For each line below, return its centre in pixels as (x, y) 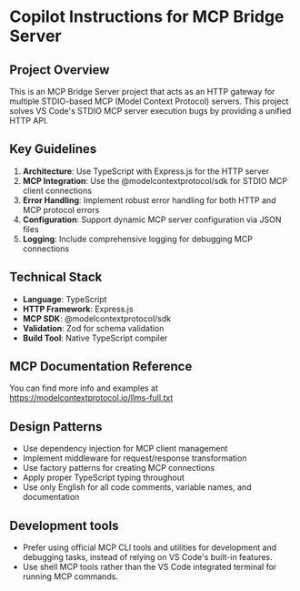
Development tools (64, 525)
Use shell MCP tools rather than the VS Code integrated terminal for (150, 567)
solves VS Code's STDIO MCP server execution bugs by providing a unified (150, 111)
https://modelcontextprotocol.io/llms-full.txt (91, 398)
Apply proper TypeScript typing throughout (103, 478)
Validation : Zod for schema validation (93, 328)
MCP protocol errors (61, 209)
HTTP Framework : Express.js (78, 309)
